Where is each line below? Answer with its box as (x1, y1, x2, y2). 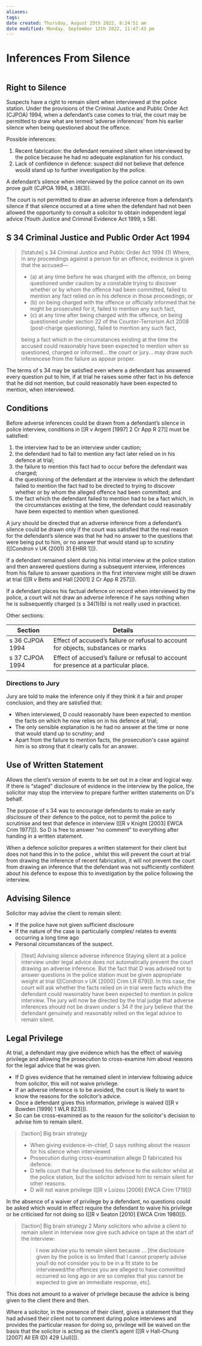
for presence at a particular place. (53, 661, 149, 669)
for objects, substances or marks (53, 644, 147, 652)
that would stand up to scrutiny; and (14, 730, 105, 737)
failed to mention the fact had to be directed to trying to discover (14, 482, 176, 489)
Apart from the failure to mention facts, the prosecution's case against (14, 736, 189, 743)
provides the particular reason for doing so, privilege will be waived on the (6, 1321, 191, 1329)
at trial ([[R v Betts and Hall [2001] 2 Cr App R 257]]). (6, 576, 137, 583)
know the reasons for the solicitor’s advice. (14, 1093, 122, 1100)
